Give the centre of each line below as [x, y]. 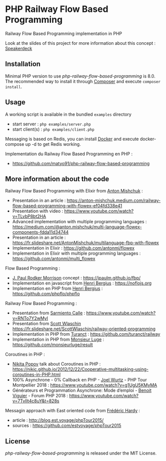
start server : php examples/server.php [52, 124]
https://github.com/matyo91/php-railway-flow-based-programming [81, 163]
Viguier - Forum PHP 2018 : [40, 396]
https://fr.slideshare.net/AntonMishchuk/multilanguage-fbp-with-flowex [86, 243]
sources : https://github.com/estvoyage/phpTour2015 [67, 426]
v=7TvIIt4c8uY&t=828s [36, 401]
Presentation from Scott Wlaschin [47, 324]
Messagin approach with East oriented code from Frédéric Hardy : [73, 411]
